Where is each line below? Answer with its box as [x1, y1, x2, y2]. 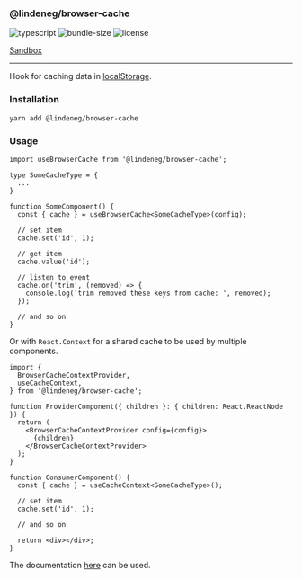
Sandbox [9, 45, 42, 56]
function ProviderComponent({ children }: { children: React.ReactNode [9, 402, 283, 411]
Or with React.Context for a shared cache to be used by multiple [9, 335, 247, 346]
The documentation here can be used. [9, 559, 151, 570]
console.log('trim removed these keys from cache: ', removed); [25, 289, 271, 298]
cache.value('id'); [17, 257, 91, 266]
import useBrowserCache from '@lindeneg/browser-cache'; [9, 155, 227, 164]
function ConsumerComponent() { [9, 473, 130, 482]
